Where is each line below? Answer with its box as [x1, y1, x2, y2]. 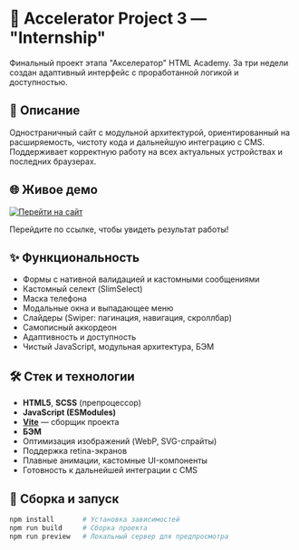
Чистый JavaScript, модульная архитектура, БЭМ [22, 342, 215, 352]
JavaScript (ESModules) [22, 407, 116, 418]
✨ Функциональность [9, 249, 140, 265]
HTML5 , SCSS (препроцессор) [22, 398, 142, 409]
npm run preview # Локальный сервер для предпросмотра [9, 532, 229, 541]
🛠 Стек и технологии [9, 369, 135, 384]
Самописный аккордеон [22, 322, 118, 333]
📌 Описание [9, 103, 81, 119]
